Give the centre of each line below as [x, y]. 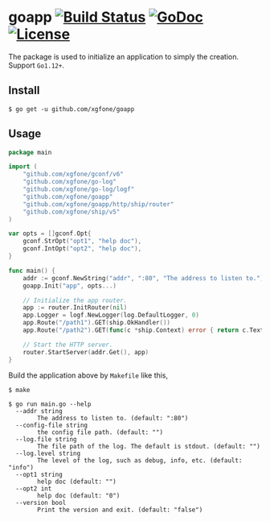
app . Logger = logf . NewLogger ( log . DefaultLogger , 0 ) [111, 315]
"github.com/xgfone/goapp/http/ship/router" [98, 204]
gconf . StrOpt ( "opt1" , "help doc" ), [82, 242]
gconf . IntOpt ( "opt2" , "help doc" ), [82, 249]
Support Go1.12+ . [36, 65]
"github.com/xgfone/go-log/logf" [79, 189]
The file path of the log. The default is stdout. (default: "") [149, 446]
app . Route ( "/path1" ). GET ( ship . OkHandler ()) [97, 323]
